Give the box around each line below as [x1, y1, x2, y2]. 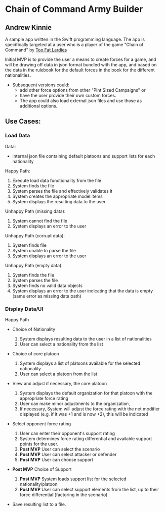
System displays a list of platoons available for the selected [19, 360, 141, 366]
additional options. [19, 103, 58, 109]
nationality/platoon [19, 481, 58, 487]
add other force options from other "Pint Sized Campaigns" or [19, 87, 146, 93]
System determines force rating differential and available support [19, 435, 152, 442]
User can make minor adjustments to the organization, [19, 400, 130, 406]
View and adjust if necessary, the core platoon [12, 380, 107, 386]
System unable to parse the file [12, 247, 76, 253]
